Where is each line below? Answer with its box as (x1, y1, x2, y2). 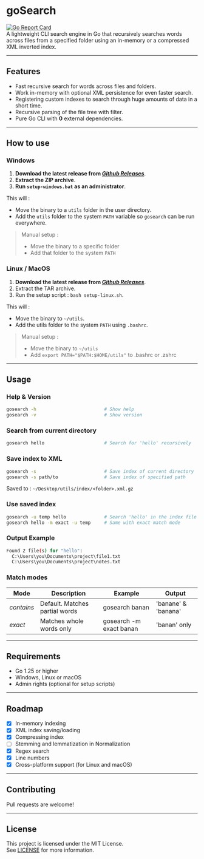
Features (6, 66, 41, 76)
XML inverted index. (6, 43, 56, 50)
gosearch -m (103, 617, 141, 625)
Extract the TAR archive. (15, 285, 76, 292)
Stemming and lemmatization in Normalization (15, 740, 131, 747)
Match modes (6, 573, 48, 582)
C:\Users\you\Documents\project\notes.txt (12, 559, 121, 565)
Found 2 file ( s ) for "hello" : (6, 548, 83, 554)
